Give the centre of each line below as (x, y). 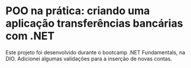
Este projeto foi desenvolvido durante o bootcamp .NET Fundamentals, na (96, 52)
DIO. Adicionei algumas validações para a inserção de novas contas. (89, 59)
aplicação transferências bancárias (94, 23)
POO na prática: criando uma (78, 11)
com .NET (30, 36)
